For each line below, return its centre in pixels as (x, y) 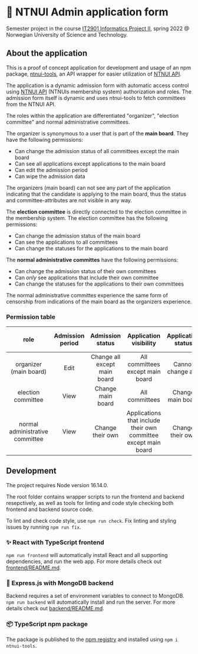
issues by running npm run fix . (44, 527)
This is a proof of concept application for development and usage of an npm (99, 67)
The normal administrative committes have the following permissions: (92, 260)
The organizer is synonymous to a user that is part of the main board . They (97, 133)
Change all (105, 357)
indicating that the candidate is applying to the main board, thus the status (96, 194)
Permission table (31, 317)
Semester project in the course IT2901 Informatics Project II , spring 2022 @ (98, 28)
